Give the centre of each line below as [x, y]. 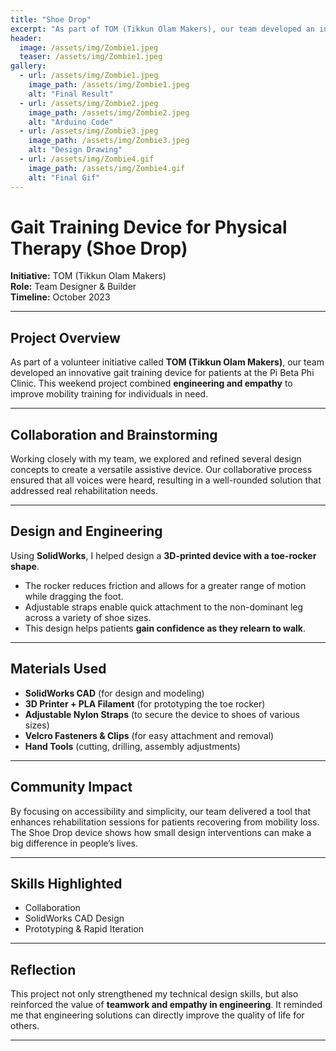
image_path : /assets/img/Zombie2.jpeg [109, 112]
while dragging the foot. [74, 596]
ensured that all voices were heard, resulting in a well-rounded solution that [166, 480]
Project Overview [65, 337]
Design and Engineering [86, 531]
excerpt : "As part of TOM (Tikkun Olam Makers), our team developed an [162, 29]
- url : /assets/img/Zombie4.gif [87, 159]
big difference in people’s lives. [74, 843]
